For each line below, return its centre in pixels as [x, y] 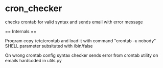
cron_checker [34, 8]
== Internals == [21, 31]
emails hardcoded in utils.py [34, 60]
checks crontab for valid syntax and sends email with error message [74, 22]
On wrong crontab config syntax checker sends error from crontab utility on [81, 55]
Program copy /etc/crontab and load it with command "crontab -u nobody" [81, 41]
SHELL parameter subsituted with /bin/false [49, 46]
